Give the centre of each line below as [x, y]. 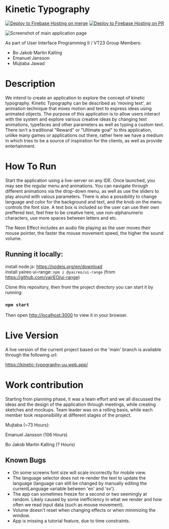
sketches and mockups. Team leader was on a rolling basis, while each [79, 409]
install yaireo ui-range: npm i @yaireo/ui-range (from [60, 272]
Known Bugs [26, 460]
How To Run [31, 166]
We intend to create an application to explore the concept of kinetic [75, 97]
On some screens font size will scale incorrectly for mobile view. [79, 472]
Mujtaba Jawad [29, 63]
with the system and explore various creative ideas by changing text [76, 119]
